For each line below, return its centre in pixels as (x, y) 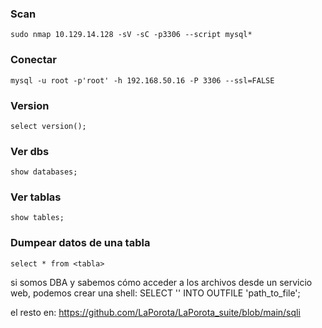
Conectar (33, 60)
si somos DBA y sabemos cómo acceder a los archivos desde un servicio (161, 282)
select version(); (48, 126)
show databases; (44, 172)
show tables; (37, 218)
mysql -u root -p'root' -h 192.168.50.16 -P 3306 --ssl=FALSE (142, 80)
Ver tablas (36, 197)
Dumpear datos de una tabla (80, 243)
